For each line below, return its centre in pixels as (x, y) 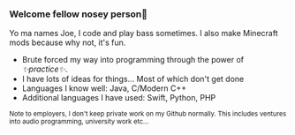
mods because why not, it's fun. (68, 42)
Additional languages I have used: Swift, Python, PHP (119, 98)
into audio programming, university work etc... (79, 122)
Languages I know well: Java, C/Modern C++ (104, 88)
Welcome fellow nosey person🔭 (79, 14)
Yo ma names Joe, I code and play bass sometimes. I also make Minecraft (144, 34)
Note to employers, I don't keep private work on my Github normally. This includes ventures (148, 114)
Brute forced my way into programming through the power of (133, 60)
